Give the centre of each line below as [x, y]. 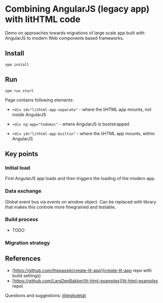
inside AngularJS [29, 114]
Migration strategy [27, 242]
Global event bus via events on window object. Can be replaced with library [81, 202]
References [23, 259]
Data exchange [23, 191]
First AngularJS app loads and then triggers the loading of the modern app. [80, 179]
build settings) [27, 275]
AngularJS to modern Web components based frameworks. [64, 38]
